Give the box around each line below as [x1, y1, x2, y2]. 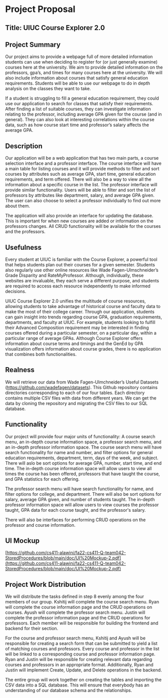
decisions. [5, 288, 26, 294]
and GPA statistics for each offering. [5, 476, 80, 482]
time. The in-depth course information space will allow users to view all [5, 465, 152, 471]
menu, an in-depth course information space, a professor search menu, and [5, 439, 161, 445]
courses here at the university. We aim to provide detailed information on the [5, 64, 163, 71]
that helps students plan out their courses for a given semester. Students [5, 262, 155, 268]
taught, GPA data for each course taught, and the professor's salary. [5, 507, 146, 513]
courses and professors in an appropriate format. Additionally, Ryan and [5, 662, 153, 668]
